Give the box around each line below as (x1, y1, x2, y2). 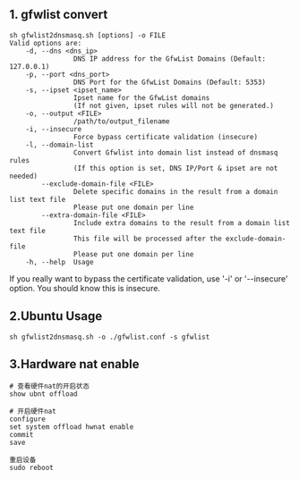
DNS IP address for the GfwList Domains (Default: (73, 54, 267, 63)
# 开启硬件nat (9, 407, 56, 416)
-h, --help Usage (25, 257, 94, 266)
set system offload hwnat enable (9, 423, 134, 432)
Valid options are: (9, 38, 82, 47)
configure (9, 415, 47, 424)
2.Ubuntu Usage (9, 308, 103, 324)
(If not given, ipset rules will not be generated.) (73, 101, 275, 110)
